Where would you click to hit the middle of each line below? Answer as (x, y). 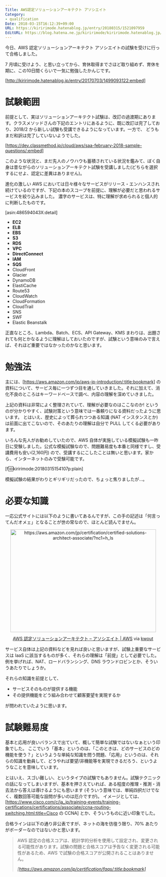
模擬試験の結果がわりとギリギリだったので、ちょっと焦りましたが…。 (76, 479)
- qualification (22, 19)
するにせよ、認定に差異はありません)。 (45, 173)
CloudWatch (25, 296)
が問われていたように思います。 (37, 706)
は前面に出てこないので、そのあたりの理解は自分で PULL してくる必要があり (83, 423)
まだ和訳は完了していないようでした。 (44, 135)
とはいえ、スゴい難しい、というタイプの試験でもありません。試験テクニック (83, 778)
